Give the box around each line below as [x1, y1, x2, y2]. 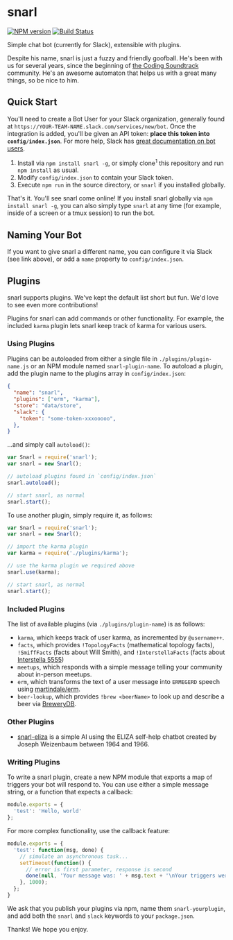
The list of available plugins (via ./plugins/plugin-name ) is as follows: [7, 619, 205, 628]
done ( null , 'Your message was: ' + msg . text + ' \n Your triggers [25, 872, 216, 880]
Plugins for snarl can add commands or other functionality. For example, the [7, 314, 225, 323]
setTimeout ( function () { [19, 860, 92, 866]
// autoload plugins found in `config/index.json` [7, 473, 157, 480]
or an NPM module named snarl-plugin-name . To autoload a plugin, [31, 362, 223, 370]
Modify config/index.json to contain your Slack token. [17, 173, 173, 182]
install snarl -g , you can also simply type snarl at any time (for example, [7, 202, 222, 210]
